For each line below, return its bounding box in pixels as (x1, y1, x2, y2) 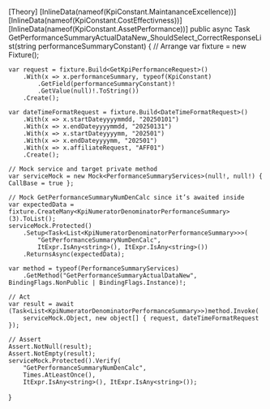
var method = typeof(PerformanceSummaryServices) (8, 265, 180, 273)
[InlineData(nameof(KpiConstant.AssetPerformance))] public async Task (8, 24, 251, 33)
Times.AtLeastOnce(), (23, 371, 96, 379)
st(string (8, 41, 36, 51)
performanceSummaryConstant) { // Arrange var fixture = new (37, 41, 247, 51)
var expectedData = (8, 200, 75, 209)
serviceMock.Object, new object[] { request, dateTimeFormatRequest (23, 314, 259, 322)
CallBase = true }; (8, 179, 75, 187)
